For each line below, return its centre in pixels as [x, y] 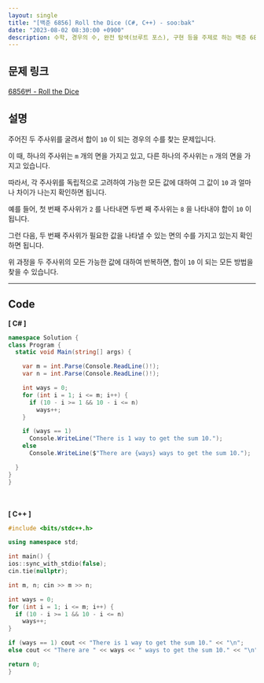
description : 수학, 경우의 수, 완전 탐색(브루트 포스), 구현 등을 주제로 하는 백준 [127, 37]
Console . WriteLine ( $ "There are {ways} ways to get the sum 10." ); [140, 453]
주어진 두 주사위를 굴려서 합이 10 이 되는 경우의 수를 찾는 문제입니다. [112, 139]
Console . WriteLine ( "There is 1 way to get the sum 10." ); [126, 439]
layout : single [33, 15]
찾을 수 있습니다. [33, 271]
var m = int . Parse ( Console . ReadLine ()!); [91, 366]
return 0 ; [24, 664]
